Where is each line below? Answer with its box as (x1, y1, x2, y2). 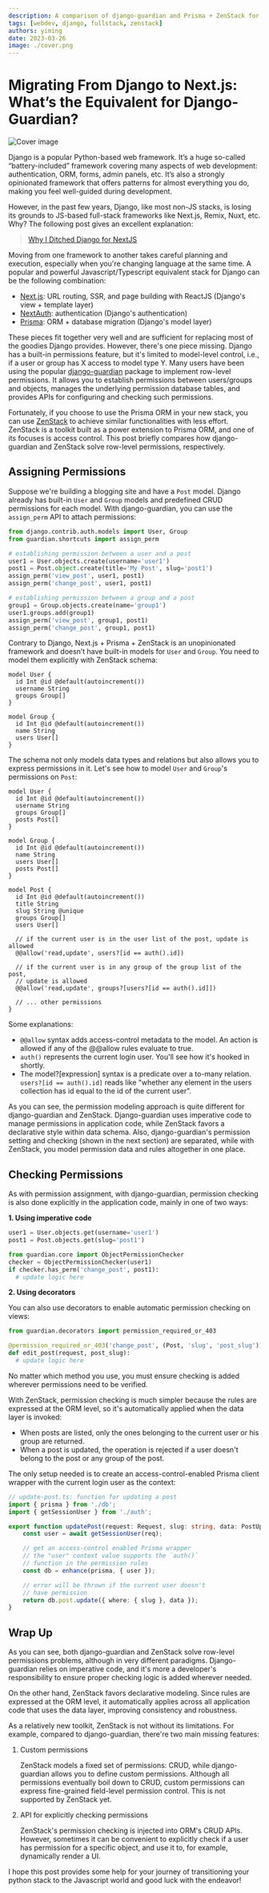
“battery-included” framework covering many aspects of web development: (8, 161, 258, 171)
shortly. (19, 1060, 46, 1070)
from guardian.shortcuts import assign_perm (8, 535, 159, 543)
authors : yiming (8, 26, 62, 35)
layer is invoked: (8, 1412, 62, 1422)
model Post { (8, 886, 52, 894)
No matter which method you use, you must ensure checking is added (8, 1370, 240, 1381)
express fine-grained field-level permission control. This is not (19, 1786, 226, 1796)
